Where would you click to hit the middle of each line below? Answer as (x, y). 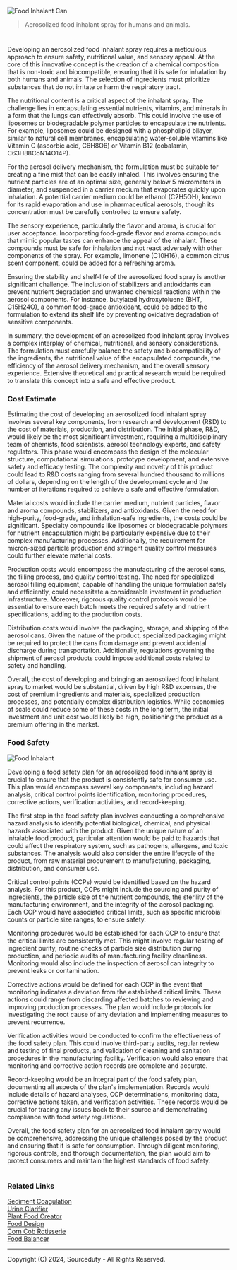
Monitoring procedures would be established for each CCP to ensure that (114, 933)
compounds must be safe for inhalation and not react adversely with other (115, 248)
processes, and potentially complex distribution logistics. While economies (116, 702)
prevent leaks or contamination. (53, 970)
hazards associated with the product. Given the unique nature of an (105, 830)
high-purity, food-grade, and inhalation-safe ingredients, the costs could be (117, 518)
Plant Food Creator (35, 1216)
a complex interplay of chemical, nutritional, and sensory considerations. (113, 343)
